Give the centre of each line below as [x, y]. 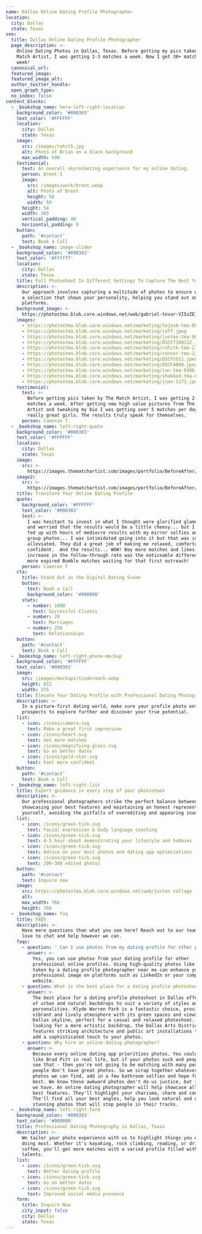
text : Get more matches [57, 740]
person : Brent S [42, 174]
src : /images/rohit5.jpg [53, 146]
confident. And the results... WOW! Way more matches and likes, [112, 550]
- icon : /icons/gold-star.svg [59, 757]
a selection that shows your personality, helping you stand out [105, 298]
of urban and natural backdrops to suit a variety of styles [111, 1003]
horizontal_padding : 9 [50, 225]
